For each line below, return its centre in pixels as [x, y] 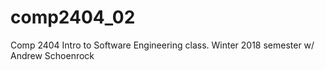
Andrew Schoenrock [52, 55]
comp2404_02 [73, 17]
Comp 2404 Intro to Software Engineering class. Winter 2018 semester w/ [162, 45]
